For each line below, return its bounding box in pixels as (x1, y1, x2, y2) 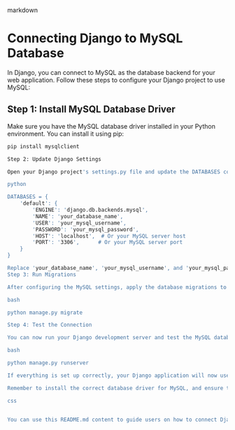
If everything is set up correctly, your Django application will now (7, 372, 218, 379)
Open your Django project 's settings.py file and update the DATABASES (7, 168, 220, 175)
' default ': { (20, 200, 58, 207)
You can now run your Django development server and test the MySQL (7, 334, 211, 341)
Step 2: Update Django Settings (7, 155, 101, 163)
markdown (7, 6, 38, 14)
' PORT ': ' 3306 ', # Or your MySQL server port (32, 239, 183, 246)
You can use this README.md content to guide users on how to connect (7, 416, 218, 423)
